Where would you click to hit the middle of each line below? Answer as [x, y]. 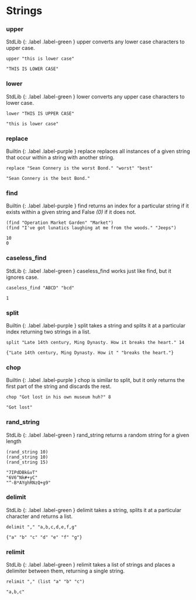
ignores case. [23, 277]
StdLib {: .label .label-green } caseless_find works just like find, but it [89, 271]
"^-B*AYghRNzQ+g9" [28, 483]
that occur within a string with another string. [60, 158]
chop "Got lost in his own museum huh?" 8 [59, 397]
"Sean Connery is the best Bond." [48, 179]
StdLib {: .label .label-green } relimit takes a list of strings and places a [91, 565]
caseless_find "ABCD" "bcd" [40, 288]
